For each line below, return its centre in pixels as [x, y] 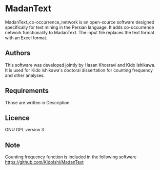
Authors [18, 53]
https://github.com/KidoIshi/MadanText [44, 162]
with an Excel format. [26, 38]
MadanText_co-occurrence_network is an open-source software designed [80, 22]
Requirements [27, 91]
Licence [18, 118]
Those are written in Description [37, 102]
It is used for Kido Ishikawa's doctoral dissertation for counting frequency [79, 70]
